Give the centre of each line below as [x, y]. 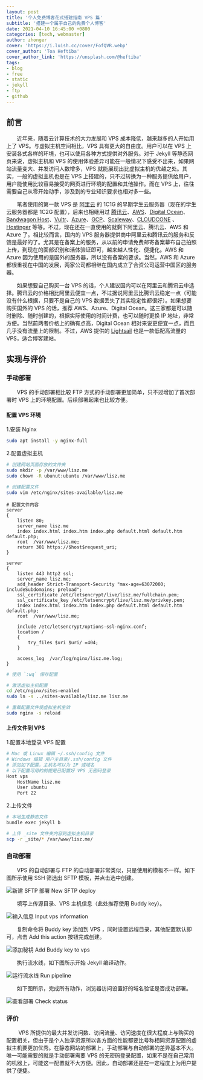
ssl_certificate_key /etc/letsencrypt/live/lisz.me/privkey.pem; [101, 600]
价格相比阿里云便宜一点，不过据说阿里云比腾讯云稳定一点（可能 [117, 293]
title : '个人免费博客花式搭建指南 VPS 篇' [54, 18]
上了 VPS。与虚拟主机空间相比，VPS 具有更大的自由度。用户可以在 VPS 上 [99, 145]
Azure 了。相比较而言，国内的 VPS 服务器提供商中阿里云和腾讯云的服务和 [98, 235]
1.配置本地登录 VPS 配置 [36, 742]
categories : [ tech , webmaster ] [46, 35]
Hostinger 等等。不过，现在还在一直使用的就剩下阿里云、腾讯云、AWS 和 [97, 227]
